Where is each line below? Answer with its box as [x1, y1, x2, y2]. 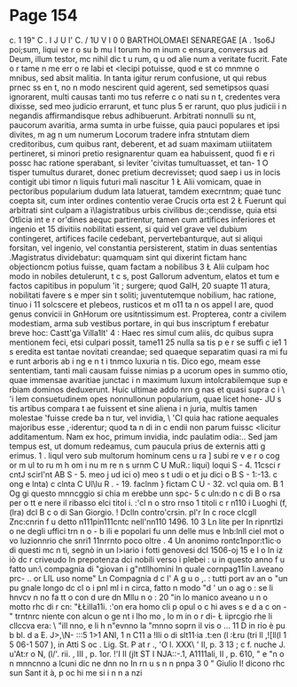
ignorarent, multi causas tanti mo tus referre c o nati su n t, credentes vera [9, 91, 281, 102]
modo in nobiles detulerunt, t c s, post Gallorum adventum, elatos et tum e [9, 270, 280, 281]
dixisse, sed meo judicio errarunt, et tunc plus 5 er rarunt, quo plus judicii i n [9, 100, 287, 111]
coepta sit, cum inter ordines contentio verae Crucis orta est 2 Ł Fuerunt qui [9, 195, 286, 205]
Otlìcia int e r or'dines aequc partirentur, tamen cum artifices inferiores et [9, 214, 276, 225]
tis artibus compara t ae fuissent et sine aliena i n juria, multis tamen [9, 403, 258, 413]
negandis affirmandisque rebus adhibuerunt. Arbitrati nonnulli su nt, [9, 110, 257, 121]
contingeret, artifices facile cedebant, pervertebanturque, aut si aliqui [9, 233, 263, 244]
